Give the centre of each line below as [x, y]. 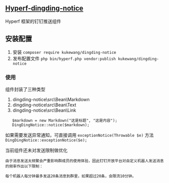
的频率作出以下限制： [24, 166]
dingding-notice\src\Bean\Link [44, 110]
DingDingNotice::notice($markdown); [51, 125]
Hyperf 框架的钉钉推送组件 [33, 21]
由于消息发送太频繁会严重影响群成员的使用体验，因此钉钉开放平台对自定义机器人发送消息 [84, 161]
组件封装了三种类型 [25, 89]
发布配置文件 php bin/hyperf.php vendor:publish [64, 58]
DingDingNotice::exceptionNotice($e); [46, 140]
